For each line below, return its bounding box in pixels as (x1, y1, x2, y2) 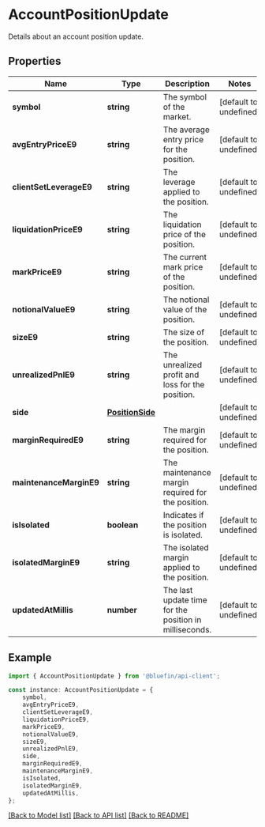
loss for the (162, 379, 205, 390)
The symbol (162, 91, 207, 102)
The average (162, 124, 211, 135)
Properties (8, 55, 62, 68)
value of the (162, 304, 207, 315)
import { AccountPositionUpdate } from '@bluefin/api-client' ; (8, 672, 221, 680)
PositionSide (106, 406, 156, 417)
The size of (162, 327, 205, 338)
